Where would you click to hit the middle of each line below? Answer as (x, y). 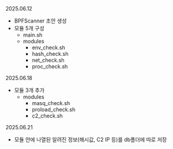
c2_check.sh (47, 116)
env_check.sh (49, 47)
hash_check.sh (50, 54)
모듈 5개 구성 (29, 28)
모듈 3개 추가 (29, 90)
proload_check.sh (53, 110)
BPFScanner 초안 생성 (40, 21)
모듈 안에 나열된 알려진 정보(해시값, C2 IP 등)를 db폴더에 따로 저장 (90, 140)
